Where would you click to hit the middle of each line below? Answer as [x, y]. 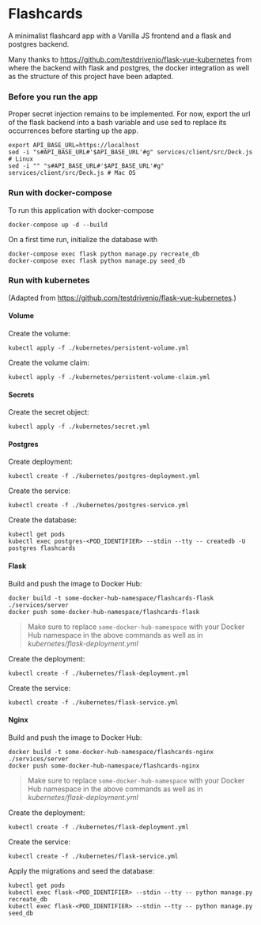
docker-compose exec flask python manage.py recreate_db [104, 254]
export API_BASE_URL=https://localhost [74, 146]
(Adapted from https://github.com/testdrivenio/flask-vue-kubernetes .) [123, 298]
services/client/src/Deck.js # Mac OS [72, 173]
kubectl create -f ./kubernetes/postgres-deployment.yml [104, 476]
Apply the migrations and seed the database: [81, 870]
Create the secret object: [49, 412]
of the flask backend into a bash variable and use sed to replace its [117, 123]
